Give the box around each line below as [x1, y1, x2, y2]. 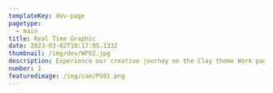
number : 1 [8, 65, 42, 73]
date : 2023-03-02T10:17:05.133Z [8, 42, 118, 50]
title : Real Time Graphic [8, 34, 96, 43]
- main [15, 27, 38, 35]
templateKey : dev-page [8, 11, 85, 20]
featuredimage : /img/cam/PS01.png [8, 72, 126, 80]
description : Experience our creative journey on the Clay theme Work [8, 57, 253, 66]
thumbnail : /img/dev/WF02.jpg [8, 49, 111, 57]
